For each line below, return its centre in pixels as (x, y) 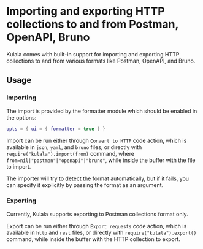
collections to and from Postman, (93, 24)
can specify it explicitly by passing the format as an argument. (85, 185)
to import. (19, 166)
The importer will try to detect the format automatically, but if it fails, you (98, 178)
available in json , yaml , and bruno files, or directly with (74, 147)
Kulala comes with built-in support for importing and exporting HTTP (93, 54)
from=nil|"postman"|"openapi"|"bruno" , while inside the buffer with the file (101, 160)
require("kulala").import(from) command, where (71, 153)
